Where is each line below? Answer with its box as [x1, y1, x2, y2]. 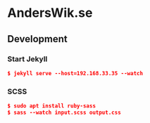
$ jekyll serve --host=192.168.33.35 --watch [7, 70, 143, 77]
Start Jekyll [7, 54, 48, 64]
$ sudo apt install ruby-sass [7, 103, 96, 110]
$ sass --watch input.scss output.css [7, 109, 121, 116]
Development [7, 33, 68, 45]
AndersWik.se [7, 5, 93, 21]
